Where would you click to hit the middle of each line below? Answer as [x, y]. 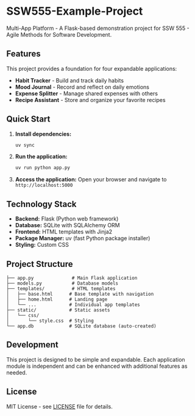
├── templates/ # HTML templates [61, 288]
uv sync [25, 145]
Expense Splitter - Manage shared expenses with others [87, 93]
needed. [17, 372]
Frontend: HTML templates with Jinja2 [64, 232]
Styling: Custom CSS [42, 245]
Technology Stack [41, 204]
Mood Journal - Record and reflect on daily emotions [82, 87]
